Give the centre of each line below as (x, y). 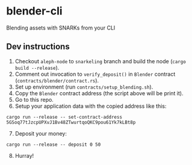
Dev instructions (38, 47)
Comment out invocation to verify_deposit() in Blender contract (95, 74)
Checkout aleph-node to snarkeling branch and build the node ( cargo (101, 61)
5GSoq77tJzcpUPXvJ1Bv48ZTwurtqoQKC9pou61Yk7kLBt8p (71, 122)
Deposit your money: (41, 133)
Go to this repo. (34, 99)
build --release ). (37, 67)
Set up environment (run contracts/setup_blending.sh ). (84, 87)
